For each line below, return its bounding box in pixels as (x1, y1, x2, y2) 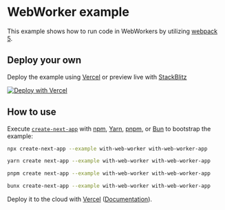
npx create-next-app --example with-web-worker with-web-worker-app (7, 145, 208, 152)
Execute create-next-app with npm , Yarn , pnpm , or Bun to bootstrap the (7, 124, 211, 133)
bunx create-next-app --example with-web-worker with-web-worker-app (7, 182, 211, 190)
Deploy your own (7, 55, 81, 66)
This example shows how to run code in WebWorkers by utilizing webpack (7, 27, 218, 35)
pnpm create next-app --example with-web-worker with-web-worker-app (7, 170, 211, 177)
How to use (7, 106, 56, 118)
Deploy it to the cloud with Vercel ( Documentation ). (7, 195, 153, 204)
